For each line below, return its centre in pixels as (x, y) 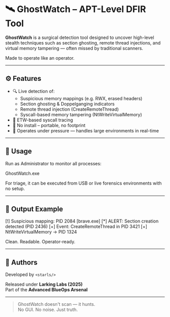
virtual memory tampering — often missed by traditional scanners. (74, 48)
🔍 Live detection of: (33, 91)
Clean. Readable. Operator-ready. (40, 242)
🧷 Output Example (34, 209)
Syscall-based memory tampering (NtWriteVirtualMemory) (81, 114)
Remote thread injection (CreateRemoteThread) (69, 109)
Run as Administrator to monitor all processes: (53, 163)
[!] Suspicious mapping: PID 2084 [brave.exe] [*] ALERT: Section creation (82, 221)
